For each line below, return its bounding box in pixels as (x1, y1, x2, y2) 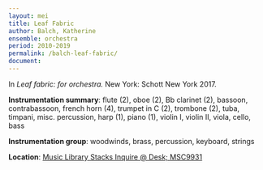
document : (8, 57, 42, 66)
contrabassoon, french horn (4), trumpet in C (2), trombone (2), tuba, (8, 103, 240, 113)
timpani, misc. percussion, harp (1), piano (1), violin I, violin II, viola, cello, (8, 112, 252, 121)
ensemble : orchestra (8, 34, 79, 43)
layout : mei (8, 11, 49, 20)
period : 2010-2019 (8, 42, 71, 50)
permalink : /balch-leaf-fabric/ (8, 49, 118, 57)
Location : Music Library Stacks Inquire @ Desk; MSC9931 (8, 151, 203, 162)
